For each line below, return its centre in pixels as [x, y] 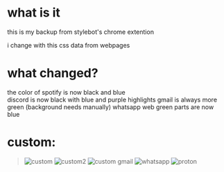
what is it [34, 13]
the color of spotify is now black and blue [67, 92]
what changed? [53, 73]
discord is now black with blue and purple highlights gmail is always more [112, 99]
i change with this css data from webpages [69, 45]
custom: [32, 142]
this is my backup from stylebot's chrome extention [81, 32]
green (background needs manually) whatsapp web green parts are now [111, 107]
